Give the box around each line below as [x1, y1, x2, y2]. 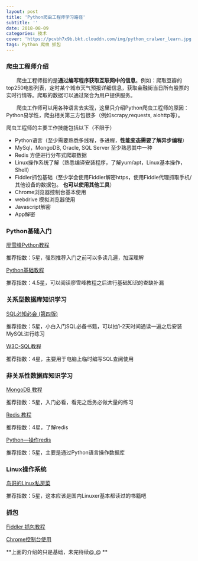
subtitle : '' [6, 20, 38, 25]
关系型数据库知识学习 [6, 295, 67, 304]
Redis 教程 [6, 411, 32, 418]
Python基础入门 [6, 227, 52, 236]
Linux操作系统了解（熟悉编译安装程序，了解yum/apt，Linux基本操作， [14, 159, 186, 166]
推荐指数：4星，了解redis [6, 424, 69, 431]
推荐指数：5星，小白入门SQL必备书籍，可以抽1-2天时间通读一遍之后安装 [6, 323, 183, 330]
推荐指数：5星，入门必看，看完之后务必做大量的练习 [6, 399, 134, 406]
